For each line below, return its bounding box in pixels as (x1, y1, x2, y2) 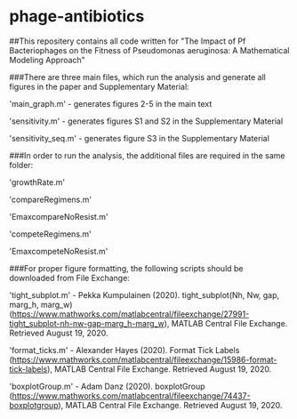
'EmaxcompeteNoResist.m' (9, 246, 108, 256)
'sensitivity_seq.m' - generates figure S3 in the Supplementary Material (9, 133, 269, 143)
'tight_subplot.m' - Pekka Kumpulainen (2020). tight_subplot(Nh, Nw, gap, (9, 289, 280, 300)
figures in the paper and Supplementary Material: (9, 81, 189, 92)
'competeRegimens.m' (9, 229, 92, 239)
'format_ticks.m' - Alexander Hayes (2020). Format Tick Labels (9, 344, 240, 355)
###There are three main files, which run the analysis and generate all (9, 71, 267, 82)
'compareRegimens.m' (9, 194, 92, 205)
